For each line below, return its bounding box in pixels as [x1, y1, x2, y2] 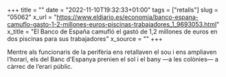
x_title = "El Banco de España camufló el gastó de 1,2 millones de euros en [7, 27, 218, 35]
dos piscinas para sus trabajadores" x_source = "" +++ [7, 35, 163, 43]
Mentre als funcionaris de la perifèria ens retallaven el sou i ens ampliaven [7, 48, 217, 56]
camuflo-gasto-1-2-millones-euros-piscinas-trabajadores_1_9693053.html [7, 20, 217, 28]
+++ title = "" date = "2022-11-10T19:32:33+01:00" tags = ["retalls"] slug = [7, 6, 218, 14]
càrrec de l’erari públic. [7, 63, 73, 70]
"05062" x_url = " [7, 13, 57, 21]
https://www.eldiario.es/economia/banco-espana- [56, 13, 199, 21]
